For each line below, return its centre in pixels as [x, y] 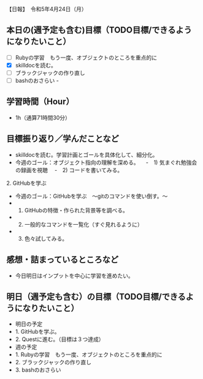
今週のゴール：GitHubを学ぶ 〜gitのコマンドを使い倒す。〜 [91, 196]
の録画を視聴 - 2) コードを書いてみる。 [69, 170]
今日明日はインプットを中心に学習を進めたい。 [74, 276]
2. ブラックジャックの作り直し [53, 362]
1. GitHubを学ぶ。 [37, 332]
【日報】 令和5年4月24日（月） [47, 9]
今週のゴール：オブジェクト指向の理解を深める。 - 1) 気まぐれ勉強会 [106, 162]
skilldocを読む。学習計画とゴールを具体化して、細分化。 [86, 154]
